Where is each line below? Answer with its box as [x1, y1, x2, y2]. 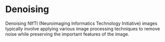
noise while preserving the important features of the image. [5, 31, 129, 37]
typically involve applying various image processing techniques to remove [5, 25, 160, 31]
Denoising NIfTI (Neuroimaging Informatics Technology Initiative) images [5, 20, 157, 26]
